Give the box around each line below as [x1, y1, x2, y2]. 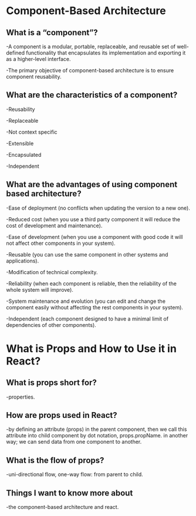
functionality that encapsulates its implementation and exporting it [26, 49, 186, 56]
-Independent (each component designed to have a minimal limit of [6, 315, 169, 322]
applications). [6, 257, 39, 264]
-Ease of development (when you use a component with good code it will [6, 233, 183, 240]
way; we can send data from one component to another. [6, 439, 142, 446]
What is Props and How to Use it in [6, 342, 177, 355]
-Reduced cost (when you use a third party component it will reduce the [6, 215, 181, 222]
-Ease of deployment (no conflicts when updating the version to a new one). [6, 204, 191, 211]
